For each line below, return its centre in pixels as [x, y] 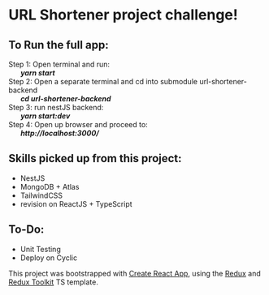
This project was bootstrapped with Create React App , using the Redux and [135, 273]
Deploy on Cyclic [49, 258]
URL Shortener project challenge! [123, 15]
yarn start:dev [45, 116]
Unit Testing [40, 249]
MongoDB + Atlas [50, 186]
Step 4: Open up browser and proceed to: [78, 124]
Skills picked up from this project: [95, 158]
